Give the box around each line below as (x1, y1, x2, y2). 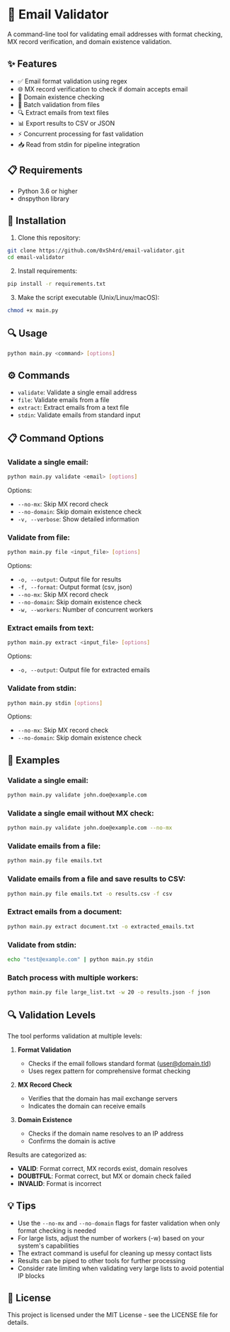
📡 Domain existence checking (17, 92, 105, 101)
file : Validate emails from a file (17, 396, 110, 404)
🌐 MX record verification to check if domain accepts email (17, 84, 188, 93)
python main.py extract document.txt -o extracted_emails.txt (7, 923, 195, 930)
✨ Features (7, 58, 57, 70)
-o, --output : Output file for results (17, 575, 122, 584)
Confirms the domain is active (28, 1136, 116, 1145)
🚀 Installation (7, 214, 67, 226)
